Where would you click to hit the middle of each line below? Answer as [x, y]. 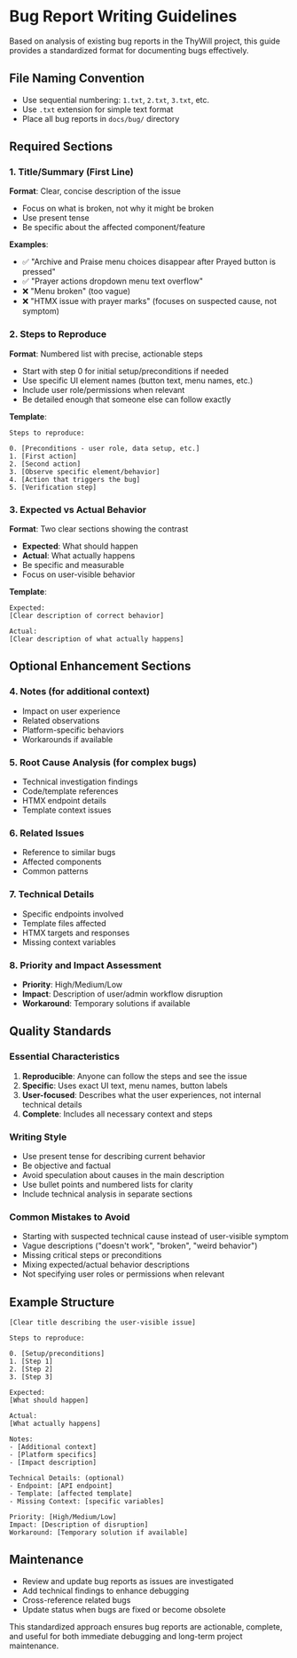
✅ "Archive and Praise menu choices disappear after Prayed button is [149, 262]
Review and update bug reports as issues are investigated [128, 1581]
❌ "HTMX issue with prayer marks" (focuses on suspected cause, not [149, 301]
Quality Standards [61, 1032]
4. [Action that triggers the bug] [75, 479]
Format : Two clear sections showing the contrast [99, 529]
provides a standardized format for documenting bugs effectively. [129, 50]
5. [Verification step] [53, 487]
